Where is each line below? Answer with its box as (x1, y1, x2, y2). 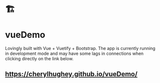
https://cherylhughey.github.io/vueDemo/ (5, 70, 138, 78)
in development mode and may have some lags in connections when (5, 50, 144, 56)
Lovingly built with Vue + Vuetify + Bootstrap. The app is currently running (5, 46, 156, 51)
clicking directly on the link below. (5, 56, 74, 62)
